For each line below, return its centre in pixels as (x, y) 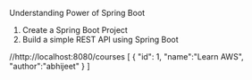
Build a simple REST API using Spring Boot (100, 40)
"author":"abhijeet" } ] (50, 66)
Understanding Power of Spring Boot (77, 13)
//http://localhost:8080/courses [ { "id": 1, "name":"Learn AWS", (126, 56)
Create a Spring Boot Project (75, 30)
